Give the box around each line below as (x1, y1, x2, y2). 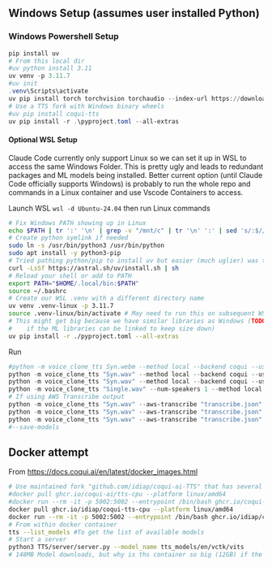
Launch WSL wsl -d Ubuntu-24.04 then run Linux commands (8, 203, 210, 213)
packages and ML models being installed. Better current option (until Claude (8, 170, 263, 180)
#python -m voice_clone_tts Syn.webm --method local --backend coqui (8, 362, 249, 370)
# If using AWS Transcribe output (8, 393, 125, 401)
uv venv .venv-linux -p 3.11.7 (8, 302, 114, 310)
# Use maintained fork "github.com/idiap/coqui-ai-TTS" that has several (8, 483, 263, 491)
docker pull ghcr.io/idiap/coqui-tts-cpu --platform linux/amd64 (8, 505, 233, 513)
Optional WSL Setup (8, 135, 79, 145)
